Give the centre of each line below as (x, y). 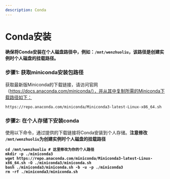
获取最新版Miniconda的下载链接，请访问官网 (52, 84)
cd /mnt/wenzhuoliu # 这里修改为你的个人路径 (50, 150)
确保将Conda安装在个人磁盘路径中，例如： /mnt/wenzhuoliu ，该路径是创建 (83, 52)
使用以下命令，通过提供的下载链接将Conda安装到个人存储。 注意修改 (76, 133)
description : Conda (26, 10)
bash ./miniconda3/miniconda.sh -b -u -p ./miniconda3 (64, 168)
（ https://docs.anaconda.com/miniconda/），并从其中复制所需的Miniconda (83, 91)
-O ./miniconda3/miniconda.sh (60, 163)
